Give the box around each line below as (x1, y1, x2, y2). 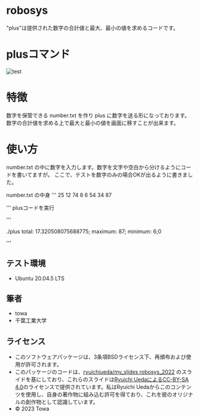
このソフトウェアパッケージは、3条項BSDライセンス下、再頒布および (14, 353, 186, 361)
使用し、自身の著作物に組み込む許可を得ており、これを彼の (25, 391, 173, 398)
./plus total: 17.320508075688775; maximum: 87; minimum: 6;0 (6, 228, 162, 235)
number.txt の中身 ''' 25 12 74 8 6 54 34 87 (6, 191, 112, 198)
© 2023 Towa (14, 405, 50, 412)
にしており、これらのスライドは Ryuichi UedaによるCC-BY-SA (35, 376, 189, 383)
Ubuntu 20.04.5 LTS (14, 275, 65, 282)
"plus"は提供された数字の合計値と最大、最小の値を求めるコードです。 (6, 24, 179, 31)
